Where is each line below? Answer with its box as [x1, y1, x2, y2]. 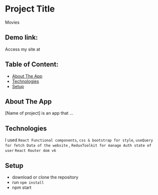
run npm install [12, 180, 44, 185]
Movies [5, 19, 20, 25]
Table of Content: [5, 60, 59, 69]
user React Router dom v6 [5, 149, 57, 153]
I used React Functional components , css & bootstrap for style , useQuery [5, 137, 153, 143]
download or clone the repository [12, 174, 79, 180]
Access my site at [5, 46, 41, 52]
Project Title [5, 3, 55, 15]
